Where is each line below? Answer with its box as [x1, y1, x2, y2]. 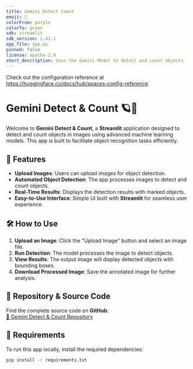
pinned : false [6, 47, 41, 53]
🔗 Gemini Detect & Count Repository [6, 313, 93, 320]
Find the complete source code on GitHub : [6, 307, 109, 314]
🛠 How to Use [6, 218, 58, 228]
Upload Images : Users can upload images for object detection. [14, 170, 166, 177]
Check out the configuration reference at [6, 74, 104, 81]
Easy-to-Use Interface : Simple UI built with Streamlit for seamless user [14, 194, 188, 202]
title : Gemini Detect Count [6, 8, 75, 15]
